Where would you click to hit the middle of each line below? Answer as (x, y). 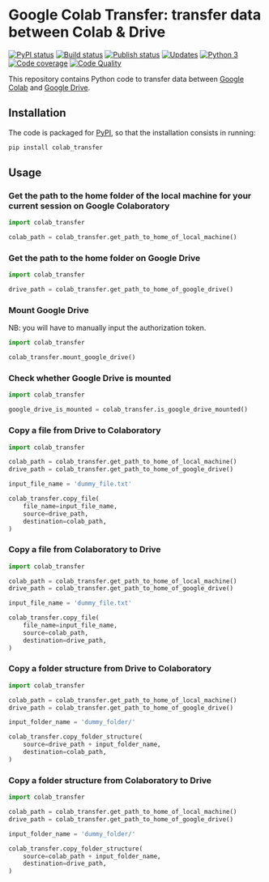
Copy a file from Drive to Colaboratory (85, 430)
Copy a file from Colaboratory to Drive (85, 550)
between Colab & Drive (87, 32)
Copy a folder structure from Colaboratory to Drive (110, 780)
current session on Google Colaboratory (89, 206)
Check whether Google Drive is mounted (90, 379)
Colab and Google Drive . (49, 88)
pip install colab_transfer (56, 148)
